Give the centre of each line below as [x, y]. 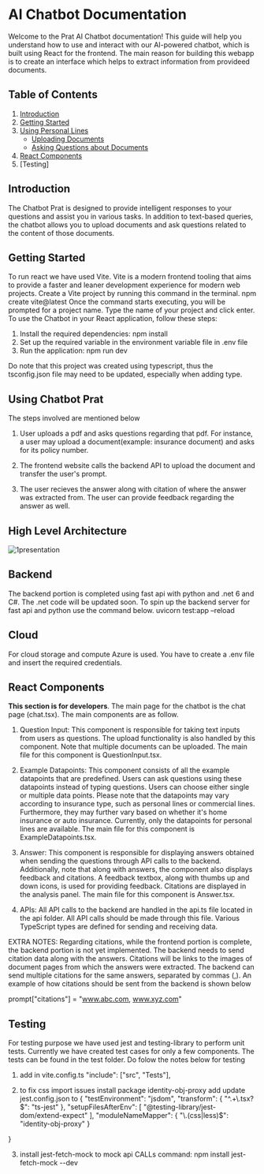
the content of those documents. [61, 233]
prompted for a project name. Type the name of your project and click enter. [132, 310]
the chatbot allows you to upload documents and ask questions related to [127, 224]
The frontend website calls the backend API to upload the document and [138, 465]
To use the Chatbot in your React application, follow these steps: [113, 319]
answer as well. [45, 506]
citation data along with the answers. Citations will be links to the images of [130, 959]
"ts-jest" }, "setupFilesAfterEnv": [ [86, 1107]
